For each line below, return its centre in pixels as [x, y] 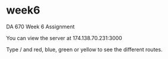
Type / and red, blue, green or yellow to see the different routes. [84, 49]
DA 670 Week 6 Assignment [40, 27]
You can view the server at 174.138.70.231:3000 [64, 38]
